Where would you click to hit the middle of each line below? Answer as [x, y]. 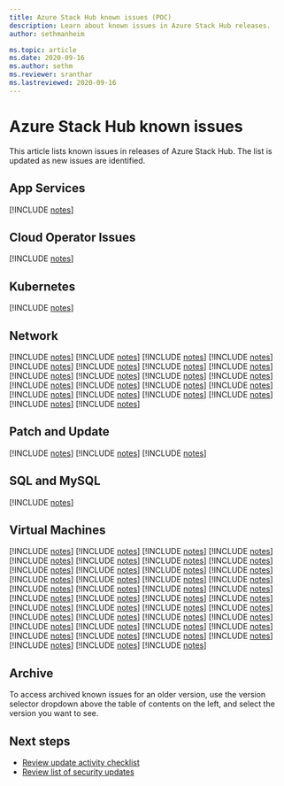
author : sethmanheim [47, 34]
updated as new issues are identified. [77, 160]
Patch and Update [59, 432]
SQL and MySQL [55, 481]
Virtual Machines [58, 530]
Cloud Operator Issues [73, 237]
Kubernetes [42, 286]
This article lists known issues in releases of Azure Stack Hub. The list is [141, 150]
